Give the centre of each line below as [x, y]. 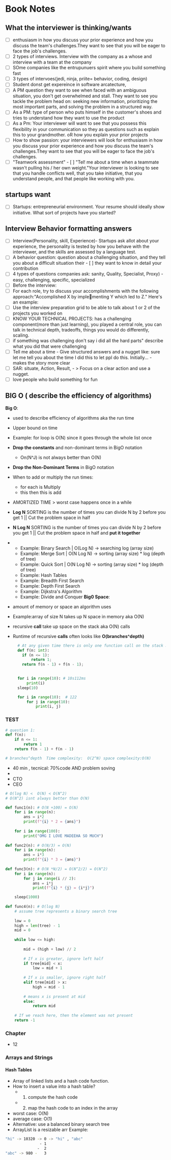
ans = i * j [43, 883]
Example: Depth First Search [50, 586]
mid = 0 [22, 930]
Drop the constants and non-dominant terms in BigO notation [77, 447]
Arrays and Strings [29, 1058]
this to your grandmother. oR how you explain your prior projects [80, 134]
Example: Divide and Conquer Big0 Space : [65, 597]
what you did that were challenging [49, 346]
